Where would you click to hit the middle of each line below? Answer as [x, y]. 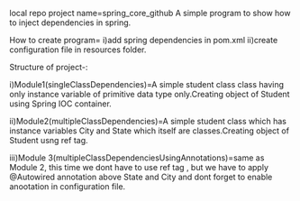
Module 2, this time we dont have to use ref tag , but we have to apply [139, 167]
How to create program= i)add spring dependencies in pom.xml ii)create [144, 40]
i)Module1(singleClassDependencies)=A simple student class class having [147, 84]
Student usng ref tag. [49, 140]
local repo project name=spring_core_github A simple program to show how [150, 13]
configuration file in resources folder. [78, 50]
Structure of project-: [49, 67]
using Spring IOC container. [61, 104]
